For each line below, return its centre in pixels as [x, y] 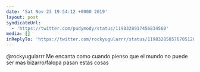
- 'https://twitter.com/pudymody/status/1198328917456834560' [90, 28]
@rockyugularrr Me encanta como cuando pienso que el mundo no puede [97, 56]
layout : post [22, 17]
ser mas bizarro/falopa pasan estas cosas [57, 62]
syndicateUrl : [24, 23]
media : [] [18, 34]
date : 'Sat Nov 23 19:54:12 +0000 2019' [57, 12]
